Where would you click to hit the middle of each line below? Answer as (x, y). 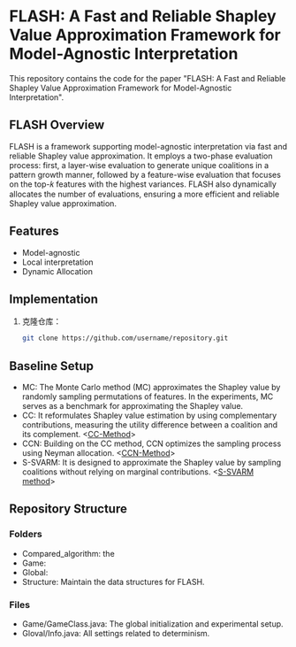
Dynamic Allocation (57, 271)
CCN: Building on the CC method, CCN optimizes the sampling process (152, 443)
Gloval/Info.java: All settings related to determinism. (116, 634)
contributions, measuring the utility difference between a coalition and (150, 425)
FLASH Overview (57, 125)
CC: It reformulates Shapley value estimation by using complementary (149, 416)
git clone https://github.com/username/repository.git (125, 338)
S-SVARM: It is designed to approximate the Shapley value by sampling (152, 463)
